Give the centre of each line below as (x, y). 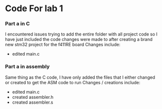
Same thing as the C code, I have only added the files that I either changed (80, 77)
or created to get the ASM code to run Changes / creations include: (73, 82)
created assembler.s (33, 102)
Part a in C (18, 24)
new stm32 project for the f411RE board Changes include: (63, 45)
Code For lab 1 (34, 9)
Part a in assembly (27, 67)
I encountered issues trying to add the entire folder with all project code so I (81, 34)
